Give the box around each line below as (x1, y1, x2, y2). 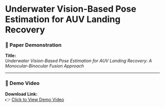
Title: (5, 53, 16, 59)
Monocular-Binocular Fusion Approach (5, 63, 84, 69)
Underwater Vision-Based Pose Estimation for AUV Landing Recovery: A (5, 58, 152, 64)
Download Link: (5, 91, 38, 97)
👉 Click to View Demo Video (5, 96, 64, 102)
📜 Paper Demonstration (5, 42, 62, 48)
